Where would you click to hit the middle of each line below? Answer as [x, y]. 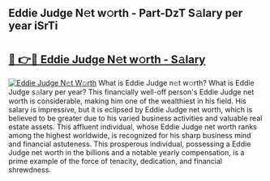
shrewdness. [30, 170]
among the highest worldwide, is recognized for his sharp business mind [130, 135]
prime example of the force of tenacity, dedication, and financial [116, 161]
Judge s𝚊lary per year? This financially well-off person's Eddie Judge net [131, 92]
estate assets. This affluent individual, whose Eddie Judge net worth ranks [133, 127]
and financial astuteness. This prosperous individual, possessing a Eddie [130, 144]
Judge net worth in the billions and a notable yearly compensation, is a [126, 152]
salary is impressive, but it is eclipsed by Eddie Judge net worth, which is [131, 109]
